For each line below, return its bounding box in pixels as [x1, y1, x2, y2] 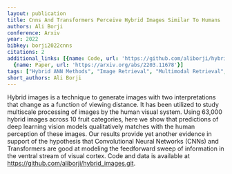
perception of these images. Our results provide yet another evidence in [7, 130, 212, 138]
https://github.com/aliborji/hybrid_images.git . [7, 159, 136, 168]
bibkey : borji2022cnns [7, 42, 72, 49]
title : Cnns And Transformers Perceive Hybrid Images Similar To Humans [7, 17, 221, 23]
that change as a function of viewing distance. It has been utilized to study [7, 101, 220, 109]
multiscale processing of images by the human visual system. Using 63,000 [7, 108, 222, 116]
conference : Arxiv [7, 29, 60, 37]
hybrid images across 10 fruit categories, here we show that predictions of [7, 115, 219, 124]
